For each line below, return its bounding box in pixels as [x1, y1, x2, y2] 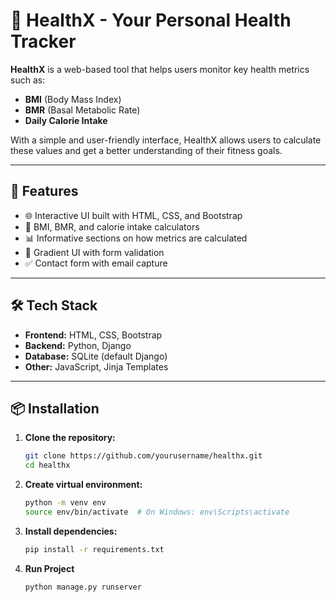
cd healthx [24, 460, 71, 471]
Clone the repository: [24, 432, 116, 444]
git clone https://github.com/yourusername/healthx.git [24, 451, 263, 461]
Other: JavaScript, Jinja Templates [24, 360, 169, 373]
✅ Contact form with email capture [24, 257, 168, 269]
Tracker [10, 30, 77, 53]
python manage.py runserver [24, 582, 142, 592]
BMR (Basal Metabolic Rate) [24, 104, 141, 116]
